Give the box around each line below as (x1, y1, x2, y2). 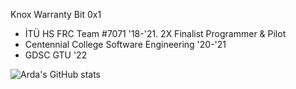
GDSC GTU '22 (24, 49, 88, 61)
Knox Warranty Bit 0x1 (10, 9, 102, 20)
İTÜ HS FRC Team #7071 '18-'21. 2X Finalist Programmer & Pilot (24, 28, 287, 39)
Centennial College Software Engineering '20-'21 (24, 39, 227, 50)
